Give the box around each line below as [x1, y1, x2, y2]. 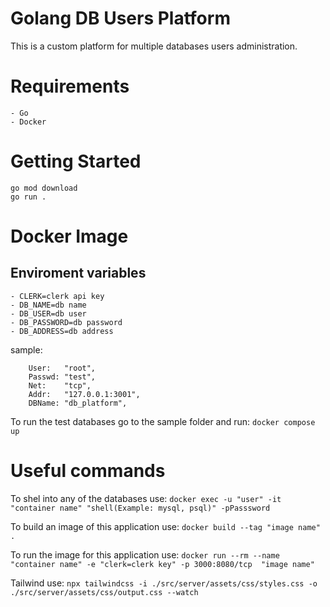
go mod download [10, 183, 78, 193]
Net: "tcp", [28, 380, 92, 391]
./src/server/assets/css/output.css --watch [10, 587, 199, 597]
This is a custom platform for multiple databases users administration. [10, 40, 298, 52]
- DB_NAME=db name [10, 300, 87, 310]
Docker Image [10, 225, 129, 247]
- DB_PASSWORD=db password [10, 317, 123, 327]
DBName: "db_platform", [28, 398, 128, 408]
